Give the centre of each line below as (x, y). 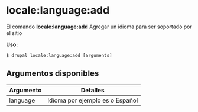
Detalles (92, 90)
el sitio (14, 33)
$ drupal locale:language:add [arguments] (59, 55)
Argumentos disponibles (53, 74)
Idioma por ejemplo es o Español (92, 100)
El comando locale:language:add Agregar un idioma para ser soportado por (99, 27)
